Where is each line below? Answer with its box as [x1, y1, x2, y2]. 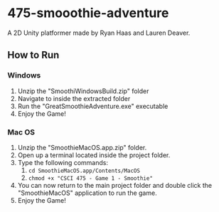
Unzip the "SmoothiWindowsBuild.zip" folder [17, 87, 149, 95]
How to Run [7, 49, 60, 61]
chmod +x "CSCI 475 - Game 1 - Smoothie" [28, 174, 153, 182]
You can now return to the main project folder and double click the [17, 181, 213, 189]
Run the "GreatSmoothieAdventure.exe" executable [17, 102, 169, 110]
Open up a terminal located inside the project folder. [17, 151, 171, 159]
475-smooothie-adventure [7, 5, 169, 21]
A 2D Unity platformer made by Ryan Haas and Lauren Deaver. [7, 28, 191, 37]
